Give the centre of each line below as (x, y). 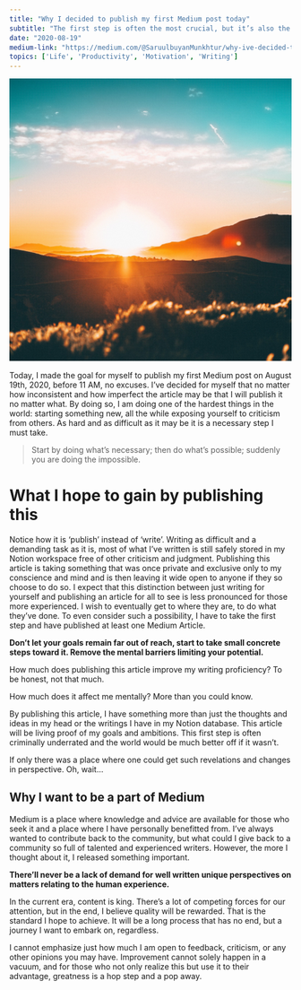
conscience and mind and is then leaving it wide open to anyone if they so (146, 577)
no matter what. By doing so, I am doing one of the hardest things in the (142, 404)
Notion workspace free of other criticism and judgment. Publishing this (140, 559)
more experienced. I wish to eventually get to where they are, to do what (143, 606)
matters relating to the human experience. (90, 884)
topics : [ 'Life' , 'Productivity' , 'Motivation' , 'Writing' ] (124, 57)
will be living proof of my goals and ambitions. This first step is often (135, 733)
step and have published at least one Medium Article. (107, 625)
